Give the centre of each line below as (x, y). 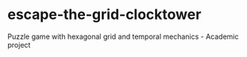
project (19, 44)
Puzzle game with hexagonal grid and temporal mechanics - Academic (123, 36)
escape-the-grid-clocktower (104, 15)
